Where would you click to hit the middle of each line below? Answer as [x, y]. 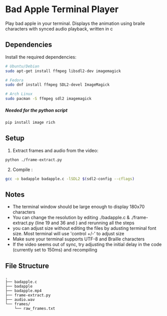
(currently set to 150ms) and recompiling [55, 250]
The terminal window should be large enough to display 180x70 [79, 207]
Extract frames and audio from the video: [55, 150]
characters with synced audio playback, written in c [59, 28]
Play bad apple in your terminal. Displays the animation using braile [75, 23]
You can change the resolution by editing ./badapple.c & [71, 218]
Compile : [23, 169]
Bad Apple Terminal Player [62, 9]
